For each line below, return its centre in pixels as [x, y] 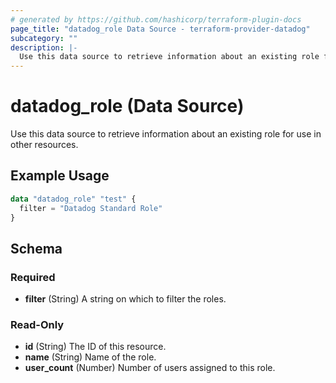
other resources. [44, 145]
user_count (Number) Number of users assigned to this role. [150, 368]
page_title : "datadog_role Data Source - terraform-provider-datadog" [160, 29]
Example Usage [60, 176]
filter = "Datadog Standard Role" [91, 208]
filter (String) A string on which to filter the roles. [125, 299]
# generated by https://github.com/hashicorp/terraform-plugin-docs [156, 19]
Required [33, 277]
